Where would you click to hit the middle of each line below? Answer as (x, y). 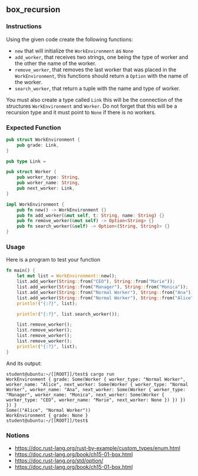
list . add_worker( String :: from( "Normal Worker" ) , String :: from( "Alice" (105, 298)
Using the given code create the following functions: (70, 39)
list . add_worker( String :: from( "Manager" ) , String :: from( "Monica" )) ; (103, 287)
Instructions (24, 27)
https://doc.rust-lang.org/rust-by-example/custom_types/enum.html (98, 448)
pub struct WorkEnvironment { (43, 140)
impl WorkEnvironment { (35, 204)
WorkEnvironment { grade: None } (47, 415)
